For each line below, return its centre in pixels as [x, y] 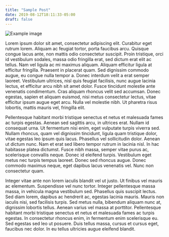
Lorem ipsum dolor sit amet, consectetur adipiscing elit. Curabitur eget [79, 43]
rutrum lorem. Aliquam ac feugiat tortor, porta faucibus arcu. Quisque [77, 49]
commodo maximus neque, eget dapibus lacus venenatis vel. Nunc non [79, 166]
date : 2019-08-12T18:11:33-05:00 [40, 15]
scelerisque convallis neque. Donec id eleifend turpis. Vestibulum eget [78, 155]
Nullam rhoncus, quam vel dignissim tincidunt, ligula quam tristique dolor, [81, 134]
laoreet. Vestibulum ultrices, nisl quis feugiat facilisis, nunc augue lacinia [80, 81]
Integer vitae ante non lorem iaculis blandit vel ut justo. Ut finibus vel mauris [84, 181]
